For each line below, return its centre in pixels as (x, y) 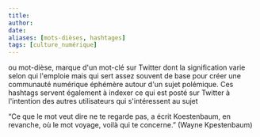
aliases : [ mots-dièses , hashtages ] (67, 38)
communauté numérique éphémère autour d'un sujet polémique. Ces (121, 85)
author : (21, 23)
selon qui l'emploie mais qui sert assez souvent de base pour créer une (125, 76)
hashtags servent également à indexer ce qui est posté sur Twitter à (119, 93)
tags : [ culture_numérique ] (53, 45)
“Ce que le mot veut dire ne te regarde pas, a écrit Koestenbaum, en (120, 116)
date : (17, 30)
